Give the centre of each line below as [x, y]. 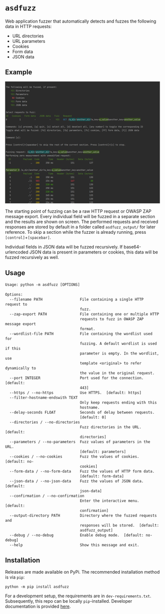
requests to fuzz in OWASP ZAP [112, 319]
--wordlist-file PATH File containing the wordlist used [81, 334]
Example [19, 72]
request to [16, 305]
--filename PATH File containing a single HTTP [77, 300]
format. [88, 329]
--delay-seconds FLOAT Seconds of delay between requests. [82, 413]
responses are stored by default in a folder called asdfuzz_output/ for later [80, 227]
